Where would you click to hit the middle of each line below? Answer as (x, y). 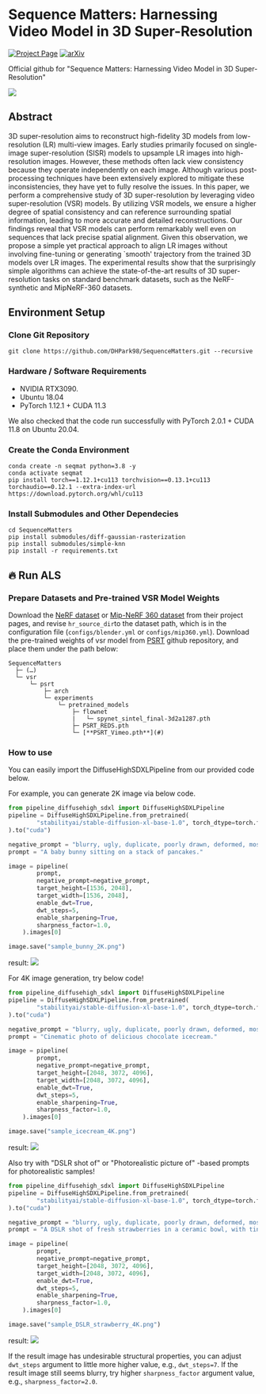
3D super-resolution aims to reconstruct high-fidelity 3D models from (122, 136)
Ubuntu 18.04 (42, 397)
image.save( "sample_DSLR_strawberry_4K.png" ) (84, 1325)
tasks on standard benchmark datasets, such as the (127, 279)
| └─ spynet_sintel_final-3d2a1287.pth (141, 719)
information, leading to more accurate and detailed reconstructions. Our (125, 220)
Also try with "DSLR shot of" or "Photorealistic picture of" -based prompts (129, 1163)
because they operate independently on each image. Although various (123, 170)
